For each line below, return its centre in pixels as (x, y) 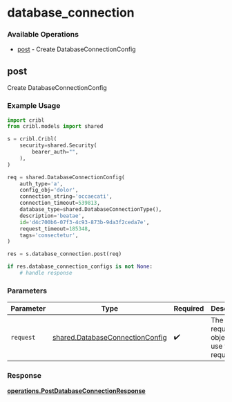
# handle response (46, 273)
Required (189, 309)
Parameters (27, 291)
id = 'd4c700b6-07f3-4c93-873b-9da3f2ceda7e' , (85, 222)
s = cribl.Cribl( (32, 139)
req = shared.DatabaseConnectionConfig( (66, 177)
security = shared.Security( (58, 146)
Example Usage (34, 106)
